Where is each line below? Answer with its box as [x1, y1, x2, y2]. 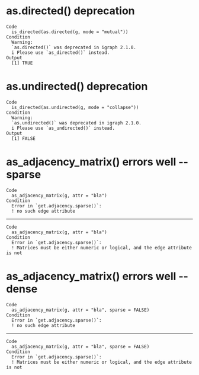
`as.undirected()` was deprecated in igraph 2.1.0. [11, 120, 142, 126]
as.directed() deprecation [6, 4, 135, 18]
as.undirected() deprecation [6, 80, 148, 93]
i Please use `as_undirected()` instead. [11, 125, 115, 131]
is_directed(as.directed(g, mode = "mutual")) [11, 28, 129, 35]
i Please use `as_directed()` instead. [11, 49, 110, 56]
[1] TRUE [11, 60, 33, 66]
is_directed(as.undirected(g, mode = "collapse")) [11, 104, 139, 110]
